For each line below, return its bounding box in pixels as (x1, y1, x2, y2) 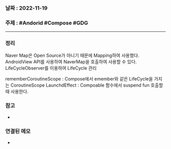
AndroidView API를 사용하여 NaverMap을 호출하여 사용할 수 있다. (5, 58, 137, 64)
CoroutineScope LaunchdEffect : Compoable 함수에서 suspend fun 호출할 (10, 82, 163, 88)
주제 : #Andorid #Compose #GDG (5, 19, 88, 26)
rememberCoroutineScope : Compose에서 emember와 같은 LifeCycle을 (5, 76, 153, 82)
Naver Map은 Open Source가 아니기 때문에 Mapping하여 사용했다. (5, 52, 139, 58)
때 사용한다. (5, 88, 29, 94)
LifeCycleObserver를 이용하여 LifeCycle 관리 (5, 65, 97, 71)
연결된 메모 (5, 128, 31, 135)
